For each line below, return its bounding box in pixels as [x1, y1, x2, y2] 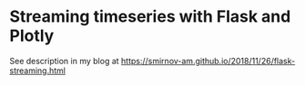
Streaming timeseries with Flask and [9, 6, 291, 27]
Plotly [9, 25, 55, 46]
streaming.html [9, 65, 66, 76]
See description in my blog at [9, 55, 120, 66]
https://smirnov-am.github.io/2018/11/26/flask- [121, 55, 296, 66]
